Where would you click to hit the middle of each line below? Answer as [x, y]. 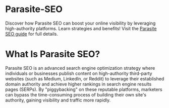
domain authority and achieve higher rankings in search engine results [78, 84]
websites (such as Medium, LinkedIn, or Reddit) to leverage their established [85, 78]
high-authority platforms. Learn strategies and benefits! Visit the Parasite [81, 28]
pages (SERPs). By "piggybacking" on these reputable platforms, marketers [84, 89]
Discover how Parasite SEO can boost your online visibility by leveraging [80, 23]
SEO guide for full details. [32, 34]
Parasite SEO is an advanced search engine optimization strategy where [80, 68]
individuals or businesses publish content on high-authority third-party [79, 73]
